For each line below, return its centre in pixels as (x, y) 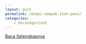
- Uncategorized (30, 23)
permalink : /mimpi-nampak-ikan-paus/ (43, 14)
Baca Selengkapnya (25, 36)
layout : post (18, 9)
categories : (17, 18)
